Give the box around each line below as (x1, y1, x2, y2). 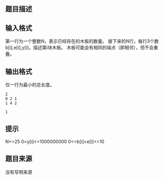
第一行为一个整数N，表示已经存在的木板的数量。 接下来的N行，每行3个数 (5, 38, 159, 44)
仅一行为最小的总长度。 (5, 82, 54, 88)
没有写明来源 (5, 169, 32, 175)
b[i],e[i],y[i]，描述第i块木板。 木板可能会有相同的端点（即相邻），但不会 (5, 45, 154, 51)
